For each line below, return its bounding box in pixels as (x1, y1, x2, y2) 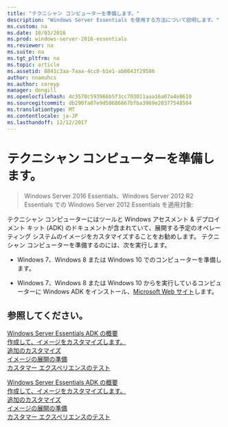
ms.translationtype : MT (7, 106, 76, 113)
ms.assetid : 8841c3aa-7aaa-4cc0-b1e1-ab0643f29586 (7, 67, 155, 74)
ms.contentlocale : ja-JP (7, 112, 78, 119)
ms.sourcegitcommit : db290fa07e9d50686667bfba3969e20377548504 (7, 100, 192, 107)
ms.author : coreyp (7, 81, 60, 87)
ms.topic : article (7, 61, 60, 68)
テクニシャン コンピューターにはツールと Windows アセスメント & (7, 215, 194, 224)
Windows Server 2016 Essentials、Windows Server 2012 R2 (23, 192, 194, 200)
